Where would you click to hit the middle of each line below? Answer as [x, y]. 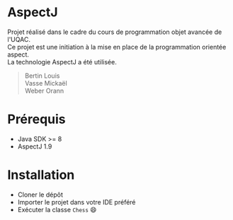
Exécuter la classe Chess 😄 [57, 209]
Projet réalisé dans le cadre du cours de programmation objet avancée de [115, 32]
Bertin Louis [42, 76]
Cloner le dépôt [40, 195]
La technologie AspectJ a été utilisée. [62, 62]
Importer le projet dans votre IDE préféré [76, 202]
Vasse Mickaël [46, 83]
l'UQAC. [19, 39]
